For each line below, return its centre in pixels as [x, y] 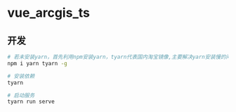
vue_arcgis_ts [48, 13]
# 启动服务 [21, 95]
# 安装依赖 [21, 76]
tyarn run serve [31, 102]
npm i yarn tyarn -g [38, 63]
